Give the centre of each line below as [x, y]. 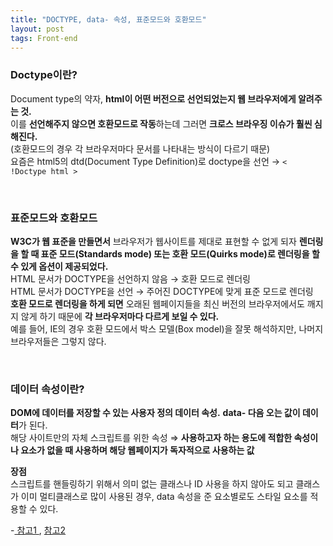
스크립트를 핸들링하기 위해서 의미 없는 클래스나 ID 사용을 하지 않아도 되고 [152, 484]
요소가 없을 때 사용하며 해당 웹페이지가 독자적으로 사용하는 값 [137, 450]
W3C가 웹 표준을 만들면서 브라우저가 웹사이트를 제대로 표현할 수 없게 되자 [153, 241]
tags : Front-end [44, 38]
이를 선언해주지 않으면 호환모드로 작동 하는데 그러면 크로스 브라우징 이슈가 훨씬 [161, 123]
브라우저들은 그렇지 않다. [58, 341]
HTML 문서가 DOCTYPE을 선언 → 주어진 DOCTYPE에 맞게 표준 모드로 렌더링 [162, 291]
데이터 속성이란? [47, 389]
